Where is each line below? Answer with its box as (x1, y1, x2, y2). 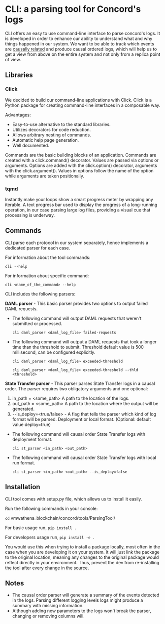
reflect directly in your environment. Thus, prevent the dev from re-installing (5, 559, 160, 565)
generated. (12, 406, 35, 412)
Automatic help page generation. (12, 137, 79, 143)
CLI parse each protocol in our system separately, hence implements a (5, 240, 149, 246)
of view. (5, 56, 21, 62)
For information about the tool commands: (5, 254, 91, 260)
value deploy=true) (12, 421, 51, 427)
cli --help (5, 264, 28, 269)
